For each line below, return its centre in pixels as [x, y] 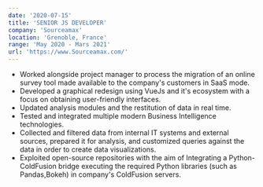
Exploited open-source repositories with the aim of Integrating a [123, 158]
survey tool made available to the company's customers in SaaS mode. [135, 82]
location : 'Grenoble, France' [58, 37]
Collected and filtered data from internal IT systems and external [124, 133]
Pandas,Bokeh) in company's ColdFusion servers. [100, 174]
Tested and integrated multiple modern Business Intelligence [118, 116]
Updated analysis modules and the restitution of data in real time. [125, 108]
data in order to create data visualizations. [88, 149]
